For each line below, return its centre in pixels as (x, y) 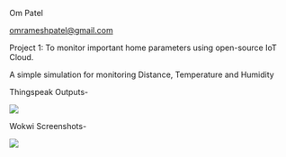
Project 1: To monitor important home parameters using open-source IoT (143, 48)
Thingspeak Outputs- (49, 92)
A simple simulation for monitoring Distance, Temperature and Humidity (142, 74)
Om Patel (26, 13)
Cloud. (22, 57)
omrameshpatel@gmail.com (62, 30)
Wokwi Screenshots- (48, 126)
